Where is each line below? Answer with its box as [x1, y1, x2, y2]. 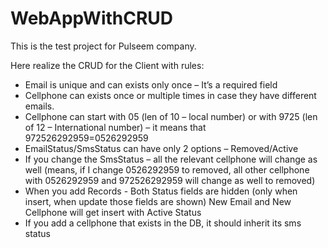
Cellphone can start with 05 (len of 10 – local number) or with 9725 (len [24, 110, 318, 122]
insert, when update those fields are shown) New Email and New [24, 195, 292, 207]
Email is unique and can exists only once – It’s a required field [24, 78, 278, 91]
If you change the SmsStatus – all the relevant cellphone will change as [24, 153, 318, 165]
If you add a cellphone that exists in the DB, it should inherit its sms [24, 217, 302, 229]
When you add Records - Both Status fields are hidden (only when [24, 185, 298, 197]
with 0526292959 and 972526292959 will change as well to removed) [24, 174, 316, 186]
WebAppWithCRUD [10, 7, 174, 30]
